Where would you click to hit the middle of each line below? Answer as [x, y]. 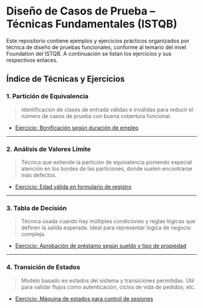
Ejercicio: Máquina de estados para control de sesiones [84, 298]
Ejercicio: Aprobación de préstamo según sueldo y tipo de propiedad [101, 246]
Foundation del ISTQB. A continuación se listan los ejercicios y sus [89, 53]
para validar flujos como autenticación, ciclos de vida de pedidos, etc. [108, 287]
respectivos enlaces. [32, 60]
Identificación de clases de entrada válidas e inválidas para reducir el [107, 110]
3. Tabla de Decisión [37, 208]
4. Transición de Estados [43, 267]
